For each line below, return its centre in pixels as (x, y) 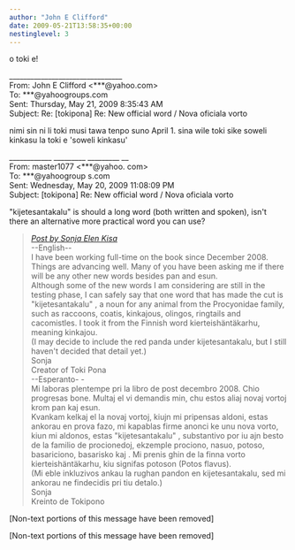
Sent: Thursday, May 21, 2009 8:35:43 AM (86, 104)
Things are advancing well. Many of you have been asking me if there (157, 267)
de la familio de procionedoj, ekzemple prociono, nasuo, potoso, (147, 445)
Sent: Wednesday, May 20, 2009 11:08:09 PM (92, 186)
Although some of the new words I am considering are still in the (148, 286)
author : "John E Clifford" (59, 17)
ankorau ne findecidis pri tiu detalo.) (97, 483)
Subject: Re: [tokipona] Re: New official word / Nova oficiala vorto (129, 114)
